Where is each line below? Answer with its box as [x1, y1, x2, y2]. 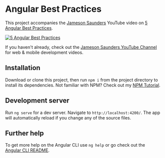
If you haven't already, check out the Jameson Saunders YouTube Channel [5, 44, 157, 50]
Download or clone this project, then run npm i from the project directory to [5, 77, 158, 82]
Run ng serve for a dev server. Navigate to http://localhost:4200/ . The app [5, 110, 161, 116]
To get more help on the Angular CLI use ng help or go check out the [5, 142, 145, 148]
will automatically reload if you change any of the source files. [5, 115, 131, 120]
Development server [5, 96, 70, 105]
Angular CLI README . [5, 147, 50, 154]
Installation [5, 64, 41, 72]
